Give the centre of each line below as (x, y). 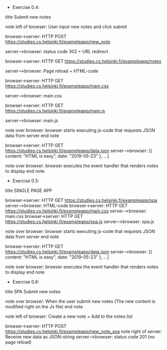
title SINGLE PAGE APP (29, 191)
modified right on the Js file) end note (44, 307)
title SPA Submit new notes (33, 291)
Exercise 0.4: (26, 7)
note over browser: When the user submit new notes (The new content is (80, 301)
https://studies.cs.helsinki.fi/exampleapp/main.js (55, 111)
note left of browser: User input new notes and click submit (66, 27)
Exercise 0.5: (26, 181)
